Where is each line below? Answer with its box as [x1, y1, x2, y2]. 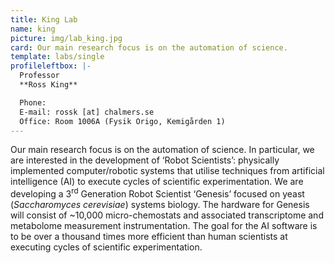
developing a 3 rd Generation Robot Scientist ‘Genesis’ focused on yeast [10, 186, 305, 200]
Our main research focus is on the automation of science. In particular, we [10, 144, 315, 156]
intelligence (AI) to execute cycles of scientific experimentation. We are [10, 176, 304, 188]
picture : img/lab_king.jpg [10, 33, 123, 43]
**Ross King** [19, 80, 78, 90]
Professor [19, 71, 60, 81]
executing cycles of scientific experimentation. [10, 241, 203, 253]
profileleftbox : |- [10, 61, 92, 71]
